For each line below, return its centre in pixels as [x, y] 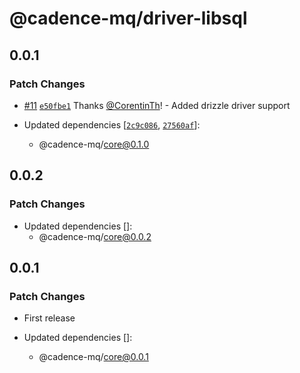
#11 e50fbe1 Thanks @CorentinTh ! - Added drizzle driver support [157, 105]
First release [49, 318]
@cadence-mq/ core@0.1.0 [94, 144]
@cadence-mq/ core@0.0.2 [95, 236]
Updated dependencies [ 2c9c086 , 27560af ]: [112, 124]
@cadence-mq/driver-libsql [128, 18]
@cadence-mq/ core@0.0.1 [93, 357]
